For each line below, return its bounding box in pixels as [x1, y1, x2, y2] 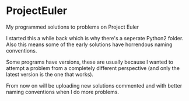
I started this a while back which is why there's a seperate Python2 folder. [6, 34, 184, 41]
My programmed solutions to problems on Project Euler [6, 23, 139, 30]
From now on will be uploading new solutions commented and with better [6, 82, 183, 89]
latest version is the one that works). [6, 71, 94, 78]
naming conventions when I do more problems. [6, 88, 120, 95]
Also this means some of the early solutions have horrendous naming [6, 41, 173, 48]
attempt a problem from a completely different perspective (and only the [6, 64, 180, 71]
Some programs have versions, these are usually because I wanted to [6, 58, 174, 65]
